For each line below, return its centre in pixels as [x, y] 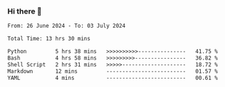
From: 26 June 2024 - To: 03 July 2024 [67, 26]
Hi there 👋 [25, 11]
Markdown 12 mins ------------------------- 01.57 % [113, 71]
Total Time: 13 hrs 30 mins [49, 39]
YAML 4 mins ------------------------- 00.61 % [113, 78]
